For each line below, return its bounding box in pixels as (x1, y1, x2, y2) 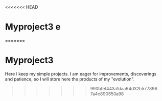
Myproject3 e (5, 22, 61, 32)
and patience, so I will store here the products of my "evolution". (5, 76, 135, 82)
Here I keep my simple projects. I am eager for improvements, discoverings (5, 71, 157, 76)
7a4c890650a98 (90, 91, 124, 97)
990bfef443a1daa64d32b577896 (90, 85, 158, 91)
